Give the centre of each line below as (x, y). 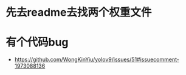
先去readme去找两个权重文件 (79, 12)
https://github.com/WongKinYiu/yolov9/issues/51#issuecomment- (97, 60)
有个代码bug (37, 42)
